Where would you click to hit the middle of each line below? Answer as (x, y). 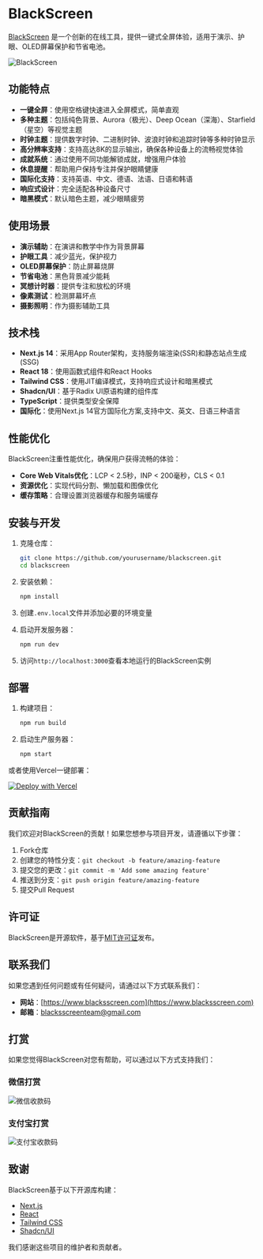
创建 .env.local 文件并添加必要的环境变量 (86, 612)
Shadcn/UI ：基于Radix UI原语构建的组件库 (89, 391)
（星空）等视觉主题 (51, 129)
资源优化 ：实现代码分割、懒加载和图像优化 (89, 486)
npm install (39, 596)
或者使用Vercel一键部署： (50, 770)
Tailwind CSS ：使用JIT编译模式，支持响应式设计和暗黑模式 (116, 381)
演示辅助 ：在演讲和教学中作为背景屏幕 (82, 246)
